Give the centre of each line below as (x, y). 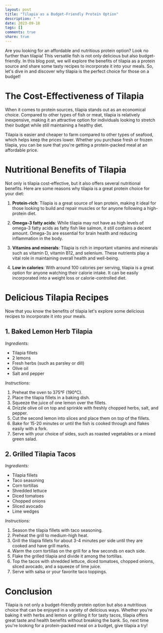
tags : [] (14, 28)
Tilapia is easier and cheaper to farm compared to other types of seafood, (79, 134)
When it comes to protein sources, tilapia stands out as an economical (75, 110)
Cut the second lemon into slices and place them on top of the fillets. (81, 418)
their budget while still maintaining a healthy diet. (54, 125)
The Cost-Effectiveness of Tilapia (75, 96)
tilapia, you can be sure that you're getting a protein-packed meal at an (76, 145)
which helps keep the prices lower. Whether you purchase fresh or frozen (79, 140)
